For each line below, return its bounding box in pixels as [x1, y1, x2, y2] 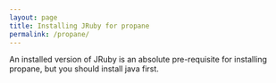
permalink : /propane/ [9, 29, 90, 38]
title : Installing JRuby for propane [9, 21, 150, 30]
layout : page [9, 12, 58, 22]
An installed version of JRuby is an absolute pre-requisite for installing [9, 54, 268, 65]
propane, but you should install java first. [9, 63, 159, 74]
